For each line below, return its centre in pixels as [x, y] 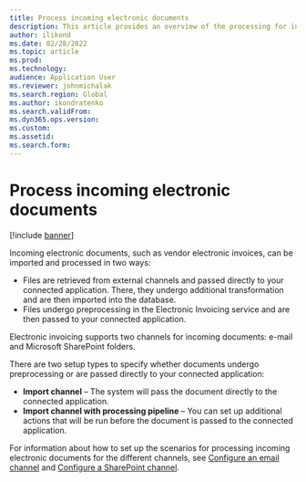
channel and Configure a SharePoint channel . [95, 467]
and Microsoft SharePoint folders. [72, 346]
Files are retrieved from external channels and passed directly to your [153, 280]
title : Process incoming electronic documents [99, 18]
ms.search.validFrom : [51, 111]
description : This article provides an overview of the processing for [148, 26]
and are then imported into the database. [99, 299]
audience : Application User [63, 78]
